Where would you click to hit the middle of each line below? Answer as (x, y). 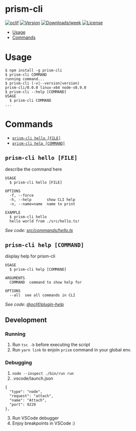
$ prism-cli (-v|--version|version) (42, 83)
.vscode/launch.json (33, 378)
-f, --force (22, 195)
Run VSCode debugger (35, 418)
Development (26, 320)
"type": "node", (26, 392)
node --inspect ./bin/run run (43, 374)
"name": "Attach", (28, 401)
